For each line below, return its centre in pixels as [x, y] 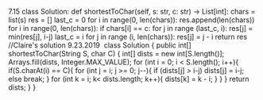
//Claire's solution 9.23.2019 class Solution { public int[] [100, 45]
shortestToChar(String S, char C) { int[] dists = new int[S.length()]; [116, 54]
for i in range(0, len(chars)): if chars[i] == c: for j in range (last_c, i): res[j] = [131, 28]
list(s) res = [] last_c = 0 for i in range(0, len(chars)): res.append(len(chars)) [131, 20]
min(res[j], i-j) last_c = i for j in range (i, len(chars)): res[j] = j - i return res [128, 37]
